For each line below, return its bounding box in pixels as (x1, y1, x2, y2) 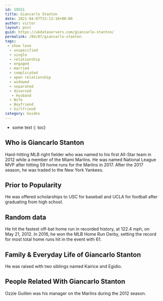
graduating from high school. (5, 199, 63, 205)
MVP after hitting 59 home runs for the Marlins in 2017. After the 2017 (5, 161, 144, 168)
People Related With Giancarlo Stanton (5, 278, 126, 286)
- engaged (9, 61, 29, 66)
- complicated (9, 71, 38, 75)
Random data (5, 213, 46, 221)
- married (9, 66, 29, 71)
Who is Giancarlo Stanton (5, 139, 84, 147)
